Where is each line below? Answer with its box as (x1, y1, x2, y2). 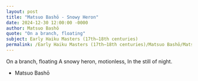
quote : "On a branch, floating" (6, 31, 85, 37)
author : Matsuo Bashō (6, 25, 60, 31)
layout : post (6, 8, 38, 15)
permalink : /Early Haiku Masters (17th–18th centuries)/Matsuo (6, 42, 165, 48)
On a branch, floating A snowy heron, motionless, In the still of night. (6, 57, 173, 65)
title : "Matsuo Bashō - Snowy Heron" (6, 14, 99, 20)
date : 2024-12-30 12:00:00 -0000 (6, 20, 88, 25)
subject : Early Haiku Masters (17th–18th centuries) (6, 36, 138, 42)
